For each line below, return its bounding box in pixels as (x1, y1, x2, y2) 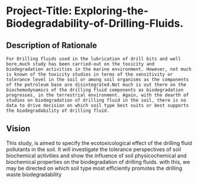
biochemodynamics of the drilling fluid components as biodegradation (6, 87, 184, 93)
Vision (6, 124, 31, 134)
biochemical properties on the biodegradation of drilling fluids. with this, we (6, 158, 190, 165)
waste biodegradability (6, 170, 62, 178)
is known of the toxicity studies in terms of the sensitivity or (6, 72, 173, 78)
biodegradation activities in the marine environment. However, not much (6, 66, 192, 72)
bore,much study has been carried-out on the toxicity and (6, 61, 155, 67)
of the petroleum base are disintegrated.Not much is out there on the (6, 82, 186, 88)
